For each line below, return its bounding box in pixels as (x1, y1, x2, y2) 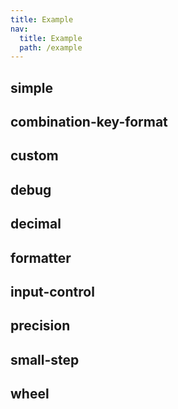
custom (10, 147, 59, 165)
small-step (10, 351, 80, 368)
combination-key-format (10, 114, 168, 131)
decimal (10, 216, 62, 233)
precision (10, 317, 71, 335)
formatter (10, 249, 72, 266)
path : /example (19, 42, 83, 53)
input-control (10, 283, 95, 300)
